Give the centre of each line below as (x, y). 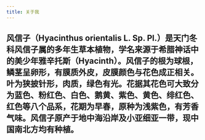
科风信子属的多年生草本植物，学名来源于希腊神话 (99, 50)
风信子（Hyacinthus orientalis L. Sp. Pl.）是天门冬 (102, 38)
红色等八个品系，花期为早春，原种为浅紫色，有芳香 (103, 107)
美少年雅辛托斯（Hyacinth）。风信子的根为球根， (106, 61)
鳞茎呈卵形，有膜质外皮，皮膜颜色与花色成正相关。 (103, 73)
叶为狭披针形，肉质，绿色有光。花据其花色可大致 (99, 84)
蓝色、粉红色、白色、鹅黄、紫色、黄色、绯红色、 (106, 95)
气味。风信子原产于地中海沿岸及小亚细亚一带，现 (99, 118)
